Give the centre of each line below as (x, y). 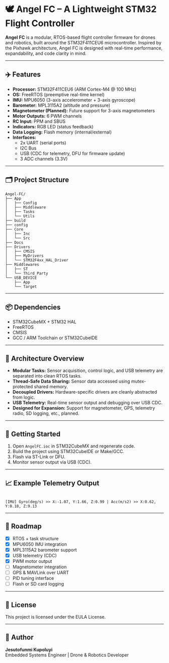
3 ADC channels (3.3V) (44, 159)
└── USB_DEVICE (21, 278)
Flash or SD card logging (38, 584)
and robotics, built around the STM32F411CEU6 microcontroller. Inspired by (83, 42)
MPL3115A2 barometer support (45, 550)
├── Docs (14, 242)
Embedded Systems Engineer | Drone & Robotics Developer (67, 655)
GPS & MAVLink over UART (41, 572)
